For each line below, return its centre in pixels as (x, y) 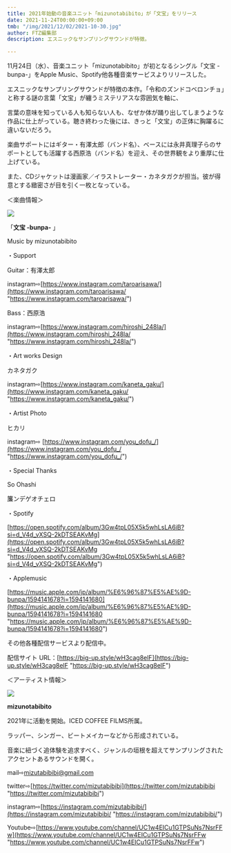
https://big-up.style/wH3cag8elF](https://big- (124, 658)
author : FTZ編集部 (32, 33)
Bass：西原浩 (26, 313)
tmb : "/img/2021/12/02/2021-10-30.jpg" (64, 26)
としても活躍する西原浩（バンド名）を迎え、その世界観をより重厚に (122, 153)
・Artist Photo (27, 413)
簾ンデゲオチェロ (31, 499)
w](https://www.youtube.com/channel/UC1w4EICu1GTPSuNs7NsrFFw (107, 835)
